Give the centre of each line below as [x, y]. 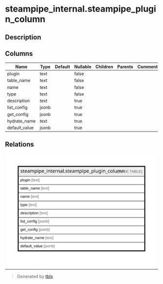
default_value [20, 128]
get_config [18, 114]
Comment [148, 67]
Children [104, 67]
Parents [125, 67]
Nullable [83, 67]
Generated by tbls [35, 276]
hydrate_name [21, 121]
